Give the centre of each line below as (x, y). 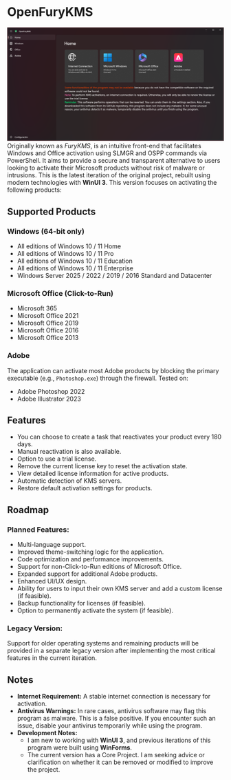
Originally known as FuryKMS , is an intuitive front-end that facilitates (104, 146)
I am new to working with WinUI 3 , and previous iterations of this (119, 740)
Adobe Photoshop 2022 (51, 391)
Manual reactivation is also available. (69, 452)
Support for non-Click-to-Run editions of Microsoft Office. (99, 567)
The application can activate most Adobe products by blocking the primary (113, 370)
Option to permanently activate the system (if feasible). (95, 610)
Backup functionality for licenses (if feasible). (81, 603)
